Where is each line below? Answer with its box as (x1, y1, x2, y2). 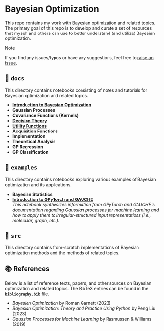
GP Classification (12, 149, 49, 155)
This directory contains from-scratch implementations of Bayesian (5, 245, 139, 251)
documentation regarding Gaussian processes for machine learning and (12, 207, 159, 213)
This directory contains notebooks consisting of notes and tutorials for (5, 87, 147, 93)
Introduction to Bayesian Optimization (12, 102, 92, 108)
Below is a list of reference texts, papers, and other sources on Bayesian (5, 280, 152, 286)
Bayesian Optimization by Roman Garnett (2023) (12, 300, 111, 306)
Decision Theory (12, 117, 47, 124)
